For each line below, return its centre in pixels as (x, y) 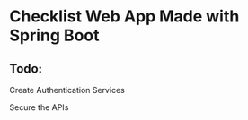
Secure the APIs (39, 107)
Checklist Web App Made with (124, 17)
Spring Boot (54, 35)
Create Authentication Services (67, 90)
